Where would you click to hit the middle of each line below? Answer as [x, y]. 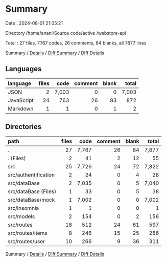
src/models [21, 216]
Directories [23, 127]
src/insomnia [23, 208]
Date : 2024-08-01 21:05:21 [34, 23]
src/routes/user [26, 241]
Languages [23, 69]
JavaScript [21, 100]
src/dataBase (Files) [32, 191]
